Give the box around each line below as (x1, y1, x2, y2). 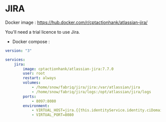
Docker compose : (12, 38, 50, 45)
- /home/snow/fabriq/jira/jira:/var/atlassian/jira (31, 85, 140, 90)
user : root (23, 71, 45, 76)
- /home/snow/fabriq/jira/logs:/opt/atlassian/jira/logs (31, 89, 152, 94)
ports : (23, 94, 37, 99)
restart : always (23, 75, 56, 81)
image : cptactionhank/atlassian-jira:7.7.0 (23, 66, 114, 71)
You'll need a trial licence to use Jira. (5, 29, 80, 35)
